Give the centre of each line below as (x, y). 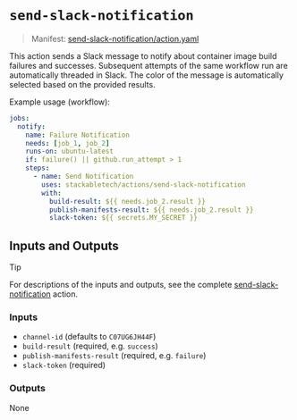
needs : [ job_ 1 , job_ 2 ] (68, 143)
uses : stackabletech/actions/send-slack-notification (144, 185)
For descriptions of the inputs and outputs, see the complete (121, 285)
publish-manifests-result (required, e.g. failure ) (114, 356)
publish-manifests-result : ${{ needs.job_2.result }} (151, 210)
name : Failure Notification (77, 135)
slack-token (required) (64, 365)
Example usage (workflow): (59, 102)
